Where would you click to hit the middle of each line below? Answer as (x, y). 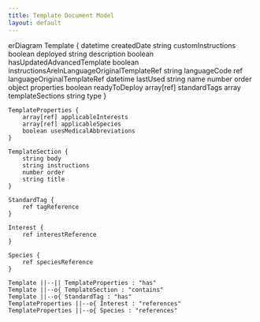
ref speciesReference (58, 262)
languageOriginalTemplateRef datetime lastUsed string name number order (130, 79)
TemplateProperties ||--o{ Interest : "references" (95, 303)
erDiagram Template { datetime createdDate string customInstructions (122, 45)
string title (44, 179)
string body (42, 159)
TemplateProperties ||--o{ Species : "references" (93, 310)
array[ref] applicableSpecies (72, 124)
